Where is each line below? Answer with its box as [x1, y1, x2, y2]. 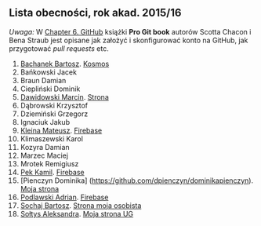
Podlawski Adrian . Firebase [20, 192, 109, 202]
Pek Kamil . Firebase [20, 167, 85, 177]
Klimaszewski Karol [20, 133, 83, 144]
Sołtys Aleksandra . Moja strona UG [20, 209, 134, 218]
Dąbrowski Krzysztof [20, 100, 89, 110]
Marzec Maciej [20, 151, 69, 160]
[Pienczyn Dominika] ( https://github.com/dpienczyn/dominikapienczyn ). [20, 176, 254, 185]
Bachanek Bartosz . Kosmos [20, 59, 110, 68]
